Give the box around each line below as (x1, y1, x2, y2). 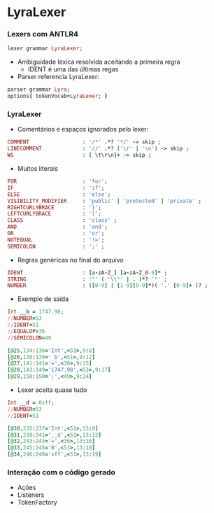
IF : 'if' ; (7, 184, 105, 191)
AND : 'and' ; (7, 223, 108, 231)
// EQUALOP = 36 (7, 328, 45, 335)
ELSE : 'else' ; (7, 190, 111, 198)
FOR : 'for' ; (7, 178, 108, 185)
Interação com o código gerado (7, 467, 115, 477)
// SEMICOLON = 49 (7, 334, 52, 342)
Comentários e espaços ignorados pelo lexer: (17, 125, 149, 134)
